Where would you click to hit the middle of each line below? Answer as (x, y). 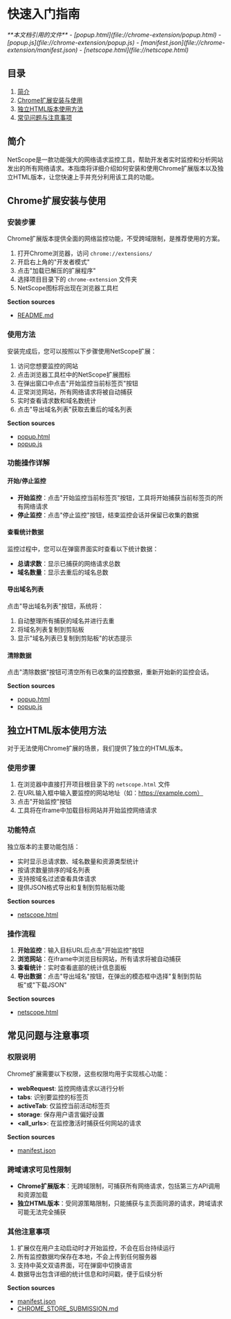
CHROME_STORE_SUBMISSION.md (68, 1309)
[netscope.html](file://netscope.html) (136, 50)
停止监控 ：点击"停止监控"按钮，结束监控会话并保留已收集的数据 (108, 515)
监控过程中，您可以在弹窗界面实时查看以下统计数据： (83, 549)
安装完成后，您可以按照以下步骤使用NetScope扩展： (82, 351)
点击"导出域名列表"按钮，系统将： (56, 606)
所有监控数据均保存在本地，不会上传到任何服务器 (87, 1257)
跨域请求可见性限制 (39, 1169)
